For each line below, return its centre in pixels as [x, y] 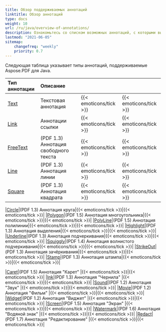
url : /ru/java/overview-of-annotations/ [47, 28]
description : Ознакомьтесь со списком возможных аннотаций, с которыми [80, 33]
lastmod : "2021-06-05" [28, 38]
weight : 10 [16, 24]
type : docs [16, 19]
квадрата [52, 197]
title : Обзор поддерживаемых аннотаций [46, 10]
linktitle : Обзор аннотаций [34, 14]
